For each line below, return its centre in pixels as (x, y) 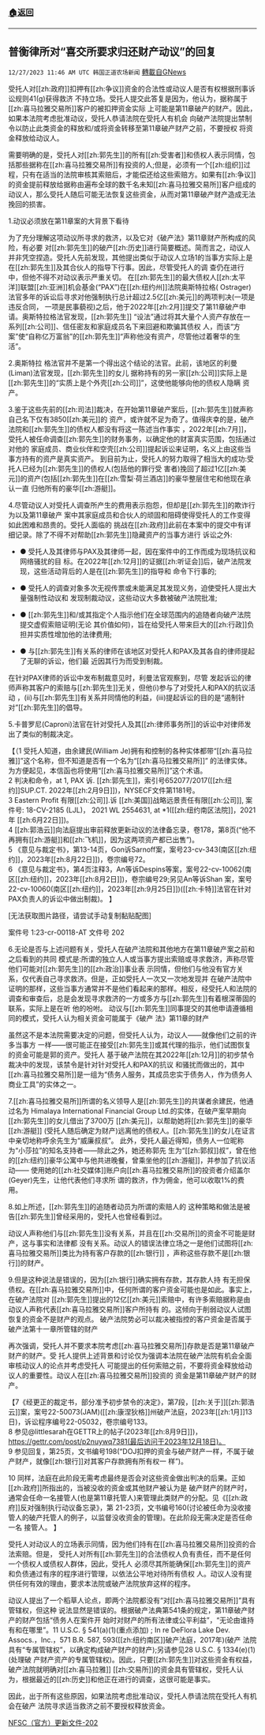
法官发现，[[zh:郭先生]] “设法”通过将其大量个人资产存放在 (150, 317)
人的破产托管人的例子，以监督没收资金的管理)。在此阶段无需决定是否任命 (134, 1518)
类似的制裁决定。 (49, 734)
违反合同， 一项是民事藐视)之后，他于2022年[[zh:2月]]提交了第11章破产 (123, 307)
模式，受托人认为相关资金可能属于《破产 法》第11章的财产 (116, 1018)
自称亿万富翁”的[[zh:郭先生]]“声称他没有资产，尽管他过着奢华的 (131, 336)
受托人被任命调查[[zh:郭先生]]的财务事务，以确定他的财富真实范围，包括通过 (132, 439)
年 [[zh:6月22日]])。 (41, 820)
